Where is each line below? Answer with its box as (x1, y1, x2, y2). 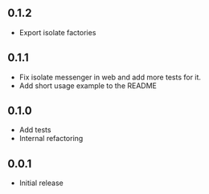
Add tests (18, 125, 51, 135)
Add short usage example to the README (18, 80, 158, 91)
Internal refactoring (18, 134, 84, 143)
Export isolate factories (18, 27, 96, 37)
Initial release (18, 178, 64, 188)
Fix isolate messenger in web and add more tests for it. (18, 72, 202, 82)
